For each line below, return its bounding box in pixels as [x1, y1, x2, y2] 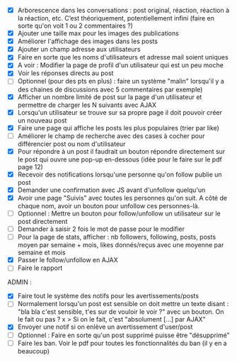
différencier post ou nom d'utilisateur [17, 140, 126, 148]
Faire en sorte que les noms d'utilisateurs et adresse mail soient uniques [17, 53, 229, 62]
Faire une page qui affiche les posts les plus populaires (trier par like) [17, 123, 219, 132]
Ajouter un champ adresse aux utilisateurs [17, 45, 141, 54]
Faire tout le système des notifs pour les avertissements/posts [17, 292, 200, 300]
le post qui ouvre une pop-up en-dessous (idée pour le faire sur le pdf [17, 155, 223, 164]
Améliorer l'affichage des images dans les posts [17, 37, 158, 45]
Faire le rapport [17, 264, 63, 272]
